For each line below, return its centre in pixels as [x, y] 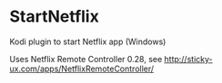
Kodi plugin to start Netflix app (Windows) [88, 41]
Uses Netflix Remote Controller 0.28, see [86, 59]
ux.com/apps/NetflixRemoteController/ [82, 69]
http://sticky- [188, 59]
